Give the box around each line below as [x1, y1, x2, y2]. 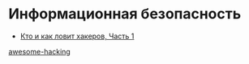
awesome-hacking [8, 46, 71, 56]
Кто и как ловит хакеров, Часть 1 [19, 31, 135, 41]
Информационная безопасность [8, 5, 242, 23]
